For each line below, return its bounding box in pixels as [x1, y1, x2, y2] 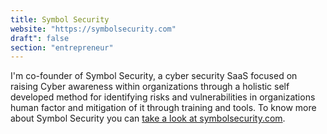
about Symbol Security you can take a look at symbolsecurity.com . [10, 112, 286, 125]
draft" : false [10, 33, 70, 43]
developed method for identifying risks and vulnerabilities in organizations [10, 91, 316, 103]
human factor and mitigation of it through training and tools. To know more [10, 102, 317, 114]
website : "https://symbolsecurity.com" [10, 24, 177, 34]
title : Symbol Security [10, 14, 110, 25]
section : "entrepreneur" [10, 42, 114, 53]
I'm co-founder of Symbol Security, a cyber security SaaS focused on [10, 70, 298, 82]
